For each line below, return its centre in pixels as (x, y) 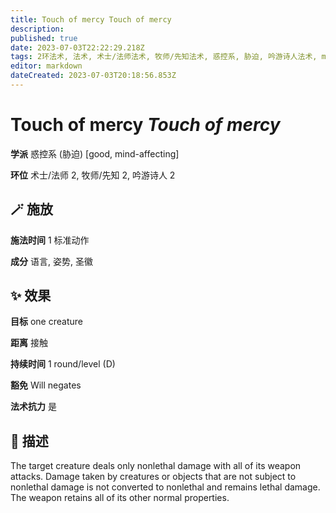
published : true (44, 38)
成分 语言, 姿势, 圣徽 (51, 261)
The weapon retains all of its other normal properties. (120, 498)
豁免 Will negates (46, 385)
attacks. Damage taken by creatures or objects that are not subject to (153, 477)
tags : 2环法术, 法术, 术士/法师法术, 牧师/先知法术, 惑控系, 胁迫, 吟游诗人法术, (164, 57)
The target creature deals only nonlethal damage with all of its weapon (156, 466)
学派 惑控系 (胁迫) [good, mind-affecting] (95, 153)
